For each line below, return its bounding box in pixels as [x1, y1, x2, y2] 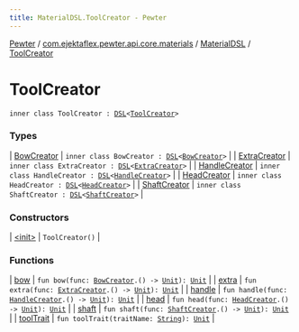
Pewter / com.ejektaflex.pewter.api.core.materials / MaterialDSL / [9, 38, 251, 49]
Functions [9, 254, 54, 267]
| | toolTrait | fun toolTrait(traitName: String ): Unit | [9, 313, 215, 324]
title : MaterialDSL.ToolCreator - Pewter [9, 13, 168, 23]
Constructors [9, 211, 69, 224]
